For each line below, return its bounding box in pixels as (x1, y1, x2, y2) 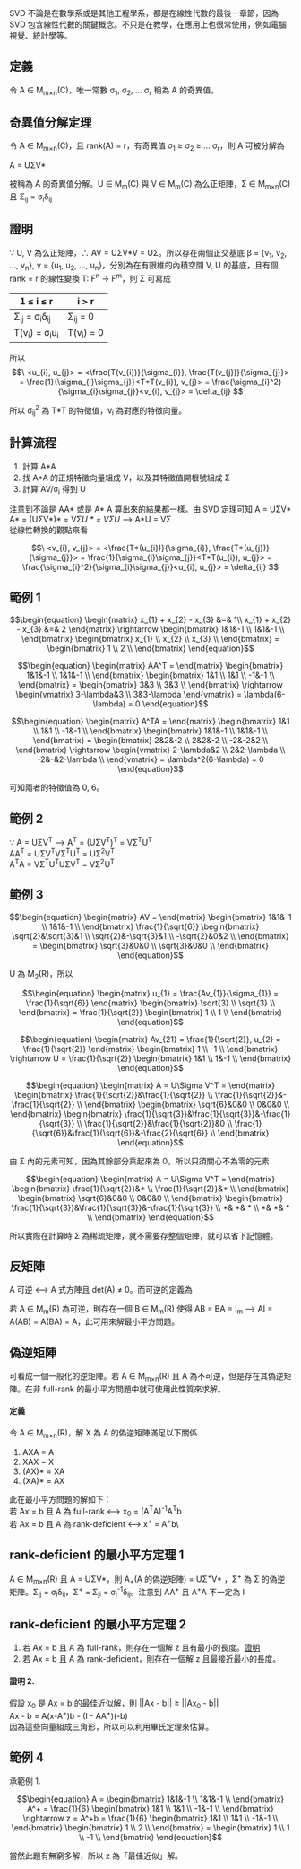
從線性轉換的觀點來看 (9, 524, 88, 536)
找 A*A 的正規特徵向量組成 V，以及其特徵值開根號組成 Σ (21, 472, 231, 483)
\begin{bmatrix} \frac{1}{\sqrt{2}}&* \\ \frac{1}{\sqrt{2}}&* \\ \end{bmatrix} (12, 1183, 289, 1194)
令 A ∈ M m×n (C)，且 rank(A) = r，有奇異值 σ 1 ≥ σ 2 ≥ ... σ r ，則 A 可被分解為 (9, 140, 285, 154)
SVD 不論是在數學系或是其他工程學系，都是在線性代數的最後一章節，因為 (9, 8, 279, 18)
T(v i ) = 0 (66, 327, 105, 341)
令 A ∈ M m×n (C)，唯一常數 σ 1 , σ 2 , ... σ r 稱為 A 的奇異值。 (9, 84, 219, 97)
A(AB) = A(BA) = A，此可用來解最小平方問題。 (9, 1316, 180, 1327)
